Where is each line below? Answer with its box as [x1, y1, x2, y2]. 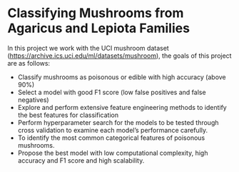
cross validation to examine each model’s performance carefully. [17, 126, 208, 134]
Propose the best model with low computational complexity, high [17, 148, 208, 157]
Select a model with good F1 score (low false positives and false [17, 88, 206, 96]
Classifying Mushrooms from [7, 5, 184, 21]
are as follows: [7, 59, 51, 67]
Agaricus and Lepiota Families [7, 20, 190, 36]
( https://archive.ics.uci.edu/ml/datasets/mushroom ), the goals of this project [7, 51, 232, 60]
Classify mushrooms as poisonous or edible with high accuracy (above [17, 73, 226, 81]
